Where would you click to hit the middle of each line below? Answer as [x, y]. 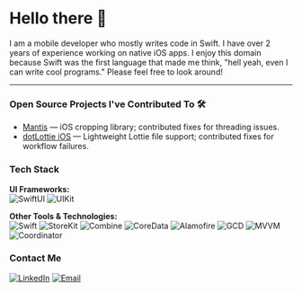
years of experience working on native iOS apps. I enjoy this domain [135, 52]
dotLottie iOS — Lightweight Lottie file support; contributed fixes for [148, 137]
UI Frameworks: [40, 189]
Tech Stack [35, 170]
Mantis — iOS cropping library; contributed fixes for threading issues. [151, 127]
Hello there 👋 [58, 18]
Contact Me [36, 258]
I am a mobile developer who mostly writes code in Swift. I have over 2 [140, 43]
